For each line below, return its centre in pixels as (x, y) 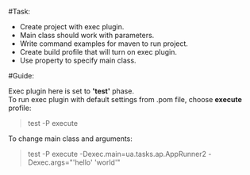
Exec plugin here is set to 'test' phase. (71, 91)
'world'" (107, 162)
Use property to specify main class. (78, 60)
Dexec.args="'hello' (60, 162)
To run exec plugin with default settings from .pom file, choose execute (125, 99)
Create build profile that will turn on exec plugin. (98, 52)
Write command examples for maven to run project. (104, 44)
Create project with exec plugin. (72, 27)
